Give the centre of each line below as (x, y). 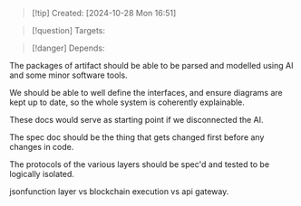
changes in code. (42, 147)
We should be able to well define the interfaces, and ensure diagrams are (146, 93)
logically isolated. (42, 174)
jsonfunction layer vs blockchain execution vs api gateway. (119, 192)
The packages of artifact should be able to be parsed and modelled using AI (151, 66)
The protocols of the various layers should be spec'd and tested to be (140, 164)
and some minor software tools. (69, 75)
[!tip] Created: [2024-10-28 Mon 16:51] (104, 13)
